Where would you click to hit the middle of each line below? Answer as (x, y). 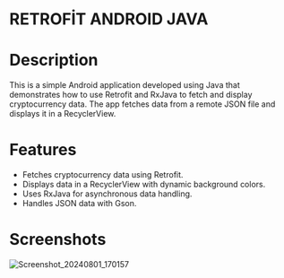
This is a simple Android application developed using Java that (125, 85)
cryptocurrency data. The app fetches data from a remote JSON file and (142, 104)
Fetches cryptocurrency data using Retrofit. (103, 175)
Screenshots (58, 240)
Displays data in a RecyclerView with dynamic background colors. (144, 185)
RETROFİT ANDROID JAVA (109, 19)
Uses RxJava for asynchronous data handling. (107, 194)
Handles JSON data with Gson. (79, 204)
